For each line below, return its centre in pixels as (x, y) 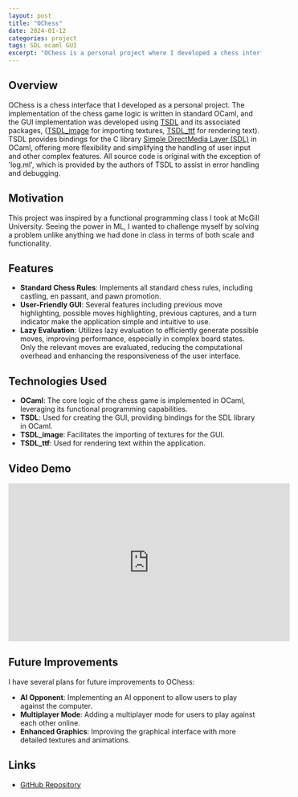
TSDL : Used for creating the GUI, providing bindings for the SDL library (137, 417)
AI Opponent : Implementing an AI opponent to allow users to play (129, 697)
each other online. (50, 722)
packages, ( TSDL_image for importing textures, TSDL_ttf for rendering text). (134, 130)
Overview (33, 85)
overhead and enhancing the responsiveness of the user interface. (130, 356)
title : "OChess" (35, 23)
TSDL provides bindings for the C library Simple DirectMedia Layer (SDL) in (133, 139)
